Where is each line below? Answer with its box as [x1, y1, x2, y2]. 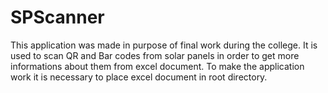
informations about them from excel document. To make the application [10, 60, 305, 72]
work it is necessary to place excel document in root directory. [10, 71, 268, 83]
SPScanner [10, 6, 105, 29]
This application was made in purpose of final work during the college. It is [10, 39, 318, 51]
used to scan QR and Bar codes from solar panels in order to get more [10, 49, 300, 61]
